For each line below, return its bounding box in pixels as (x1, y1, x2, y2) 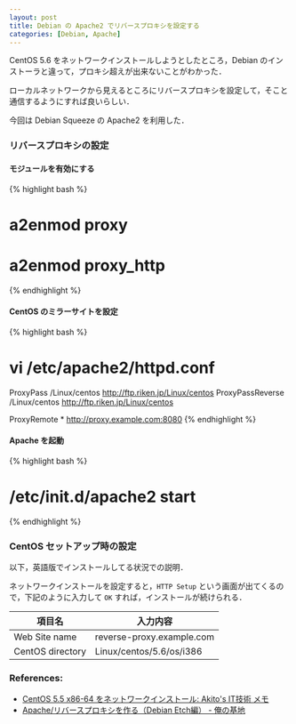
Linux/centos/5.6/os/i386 (94, 646, 203, 658)
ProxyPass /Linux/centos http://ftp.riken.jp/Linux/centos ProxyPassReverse (9, 387, 284, 398)
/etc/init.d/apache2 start (9, 487, 196, 507)
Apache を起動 (9, 435, 65, 446)
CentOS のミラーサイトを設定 (9, 306, 118, 317)
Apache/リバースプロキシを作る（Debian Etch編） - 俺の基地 (21, 704, 246, 715)
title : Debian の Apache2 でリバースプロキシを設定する (9, 21, 200, 30)
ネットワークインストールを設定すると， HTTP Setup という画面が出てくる (9, 581, 277, 591)
